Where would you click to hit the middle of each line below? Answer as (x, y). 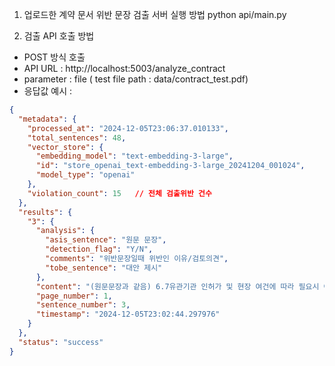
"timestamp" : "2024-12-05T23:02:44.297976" (128, 314)
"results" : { (45, 212)
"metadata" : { (47, 119)
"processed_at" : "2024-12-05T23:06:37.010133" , (128, 128)
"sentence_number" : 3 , (83, 305)
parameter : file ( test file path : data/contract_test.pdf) (136, 79)
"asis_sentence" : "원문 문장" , (106, 240)
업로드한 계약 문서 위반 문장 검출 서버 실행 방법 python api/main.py (155, 14)
